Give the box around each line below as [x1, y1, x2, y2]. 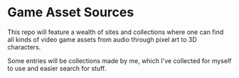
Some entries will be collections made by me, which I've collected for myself [7, 56, 232, 65]
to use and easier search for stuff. [7, 64, 107, 72]
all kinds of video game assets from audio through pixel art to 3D [7, 35, 197, 43]
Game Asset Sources [7, 4, 134, 21]
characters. [7, 43, 41, 51]
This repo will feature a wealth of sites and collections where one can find [7, 28, 224, 36]
